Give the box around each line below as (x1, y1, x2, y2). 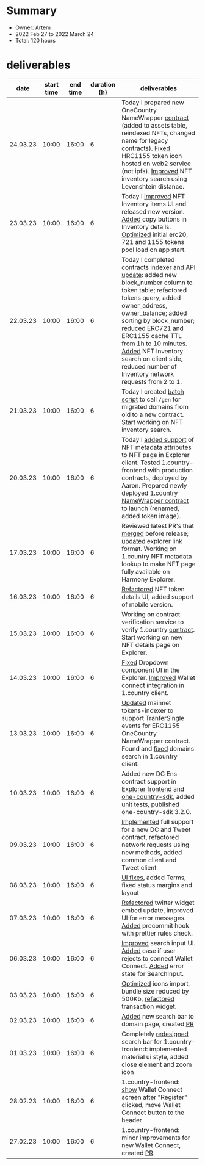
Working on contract (121, 610, 181, 618)
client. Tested (121, 458, 160, 467)
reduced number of (121, 362, 177, 370)
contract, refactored (121, 832, 179, 841)
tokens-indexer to (121, 706, 174, 715)
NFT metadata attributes (121, 443, 192, 452)
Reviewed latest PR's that (121, 521, 194, 530)
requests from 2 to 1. (121, 377, 182, 386)
